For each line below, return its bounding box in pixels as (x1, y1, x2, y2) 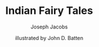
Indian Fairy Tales (5, 4, 93, 17)
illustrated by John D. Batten (15, 34, 84, 41)
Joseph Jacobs (30, 23, 68, 30)
